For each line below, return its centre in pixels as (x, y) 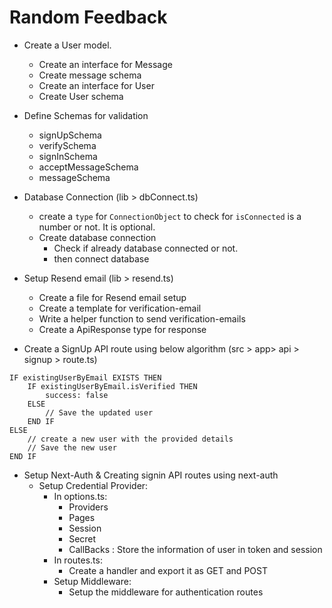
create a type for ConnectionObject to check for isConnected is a (170, 216)
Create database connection (97, 237)
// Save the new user (72, 447)
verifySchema (67, 145)
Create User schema (81, 96)
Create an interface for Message (105, 64)
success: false (77, 395)
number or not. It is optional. (97, 227)
